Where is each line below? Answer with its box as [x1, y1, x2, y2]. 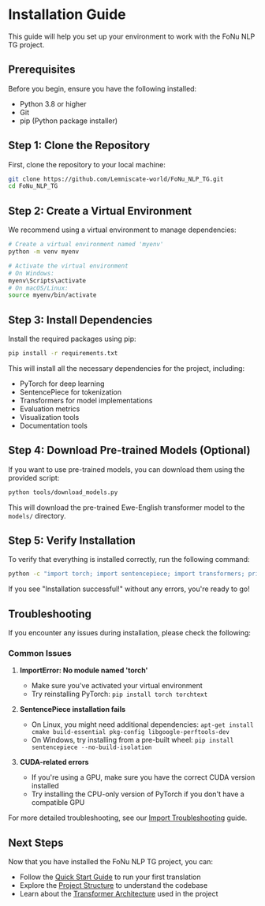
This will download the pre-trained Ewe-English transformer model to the [8, 503, 245, 512]
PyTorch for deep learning [19, 379, 105, 388]
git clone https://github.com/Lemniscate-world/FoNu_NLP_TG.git [8, 175, 224, 183]
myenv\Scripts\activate [8, 276, 87, 285]
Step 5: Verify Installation [8, 534, 136, 548]
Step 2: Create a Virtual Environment [8, 204, 192, 218]
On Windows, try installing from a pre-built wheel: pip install [31, 736, 234, 745]
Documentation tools [19, 421, 88, 430]
